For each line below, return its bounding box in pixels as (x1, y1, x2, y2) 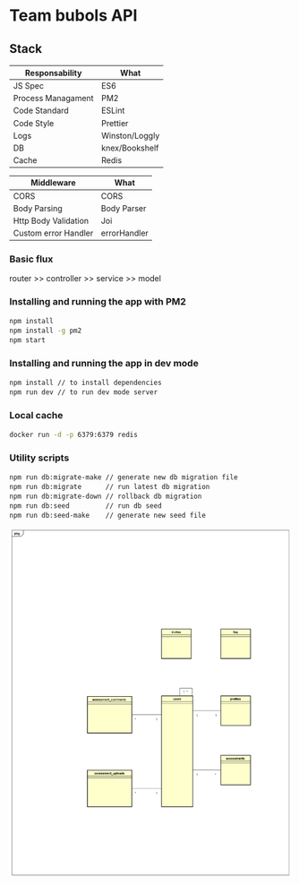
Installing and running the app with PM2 (9, 295, 186, 307)
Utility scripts (9, 451, 70, 464)
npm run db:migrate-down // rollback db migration (9, 492, 202, 502)
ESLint (101, 105, 125, 116)
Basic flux (9, 253, 54, 265)
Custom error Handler (13, 228, 94, 238)
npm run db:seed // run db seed (9, 502, 163, 511)
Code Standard (13, 105, 69, 116)
